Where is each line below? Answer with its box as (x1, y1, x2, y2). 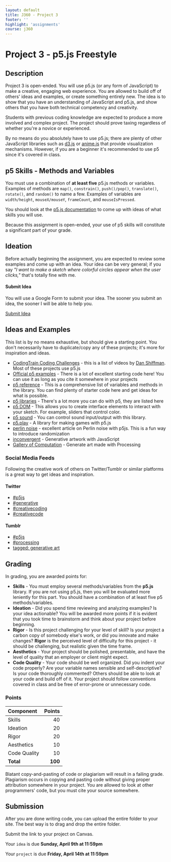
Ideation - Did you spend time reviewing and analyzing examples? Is (12, 605, 157, 611)
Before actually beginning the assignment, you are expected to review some (5, 255, 165, 262)
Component (8, 707, 37, 714)
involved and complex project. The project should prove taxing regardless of (5, 120, 166, 126)
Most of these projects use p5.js (12, 365, 81, 371)
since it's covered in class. (5, 152, 61, 158)
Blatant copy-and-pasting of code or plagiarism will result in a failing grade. (5, 771, 164, 777)
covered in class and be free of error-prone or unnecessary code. (12, 681, 152, 688)
